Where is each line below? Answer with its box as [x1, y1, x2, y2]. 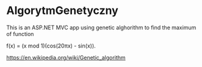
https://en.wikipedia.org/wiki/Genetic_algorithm [6, 54, 126, 61]
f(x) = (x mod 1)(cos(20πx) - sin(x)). [6, 42, 96, 49]
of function [6, 30, 34, 37]
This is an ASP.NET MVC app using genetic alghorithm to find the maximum [6, 24, 197, 31]
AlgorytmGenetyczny [6, 4, 119, 18]
